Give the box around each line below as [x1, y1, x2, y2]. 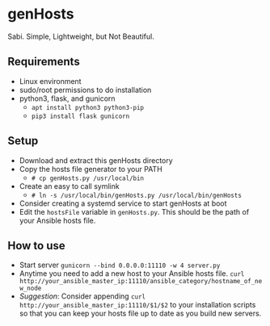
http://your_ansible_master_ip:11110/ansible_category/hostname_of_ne [19, 278, 263, 286]
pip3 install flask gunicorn [31, 112, 130, 120]
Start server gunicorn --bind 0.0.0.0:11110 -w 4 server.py [19, 260, 221, 270]
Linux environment [19, 76, 82, 86]
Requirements [7, 55, 80, 69]
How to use [7, 239, 65, 253]
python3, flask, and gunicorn [19, 94, 116, 103]
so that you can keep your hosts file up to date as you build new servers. [19, 308, 262, 319]
